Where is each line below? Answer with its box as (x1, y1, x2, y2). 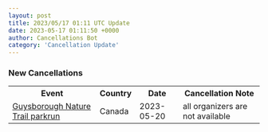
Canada (99, 106, 129, 117)
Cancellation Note (184, 88, 254, 99)
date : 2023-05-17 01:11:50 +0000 (8, 26, 120, 34)
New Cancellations (8, 68, 84, 79)
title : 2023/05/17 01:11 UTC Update (8, 19, 130, 27)
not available (183, 111, 231, 122)
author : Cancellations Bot (8, 33, 98, 42)
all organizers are (183, 101, 248, 112)
